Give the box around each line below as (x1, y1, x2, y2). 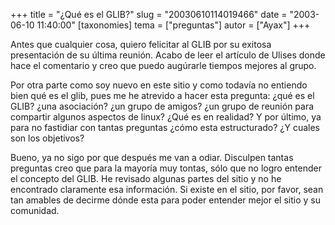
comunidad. (10, 205, 60, 216)
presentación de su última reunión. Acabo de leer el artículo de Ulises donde (10, 49, 326, 61)
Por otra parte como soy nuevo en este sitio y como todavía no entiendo (10, 79, 308, 91)
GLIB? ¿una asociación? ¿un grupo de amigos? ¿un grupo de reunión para (10, 100, 315, 112)
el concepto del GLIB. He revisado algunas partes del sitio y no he (10, 173, 282, 184)
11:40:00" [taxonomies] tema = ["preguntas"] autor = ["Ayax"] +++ (36, 19, 311, 31)
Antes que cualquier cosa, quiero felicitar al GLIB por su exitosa (10, 39, 272, 50)
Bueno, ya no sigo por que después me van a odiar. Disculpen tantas (10, 152, 294, 163)
